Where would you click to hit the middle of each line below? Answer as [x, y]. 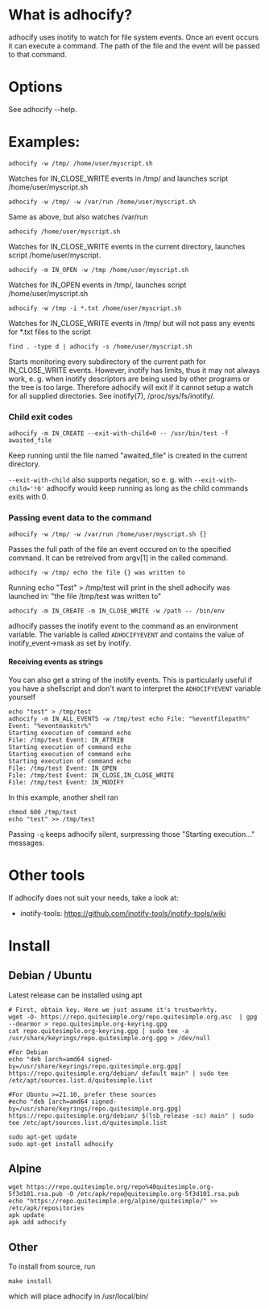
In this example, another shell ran [63, 797]
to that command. [37, 54]
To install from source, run [52, 1267]
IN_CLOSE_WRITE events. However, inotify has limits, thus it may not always [134, 370]
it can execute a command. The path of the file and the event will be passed [134, 45]
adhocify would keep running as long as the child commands [147, 488]
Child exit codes [41, 416]
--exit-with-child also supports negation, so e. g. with [100, 480]
